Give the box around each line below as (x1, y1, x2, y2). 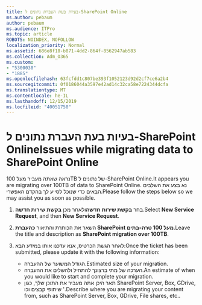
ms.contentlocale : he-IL (6, 93, 69, 99)
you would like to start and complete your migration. (24, 273, 154, 280)
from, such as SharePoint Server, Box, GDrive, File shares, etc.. (24, 292, 181, 300)
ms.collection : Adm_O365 (6, 54, 69, 60)
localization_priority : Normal (6, 43, 85, 49)
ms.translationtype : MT (6, 87, 66, 93)
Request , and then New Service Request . (14, 212, 119, 220)
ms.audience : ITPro (6, 25, 55, 32)
